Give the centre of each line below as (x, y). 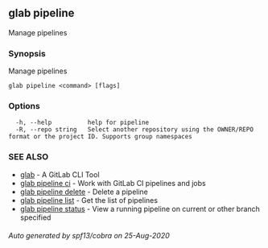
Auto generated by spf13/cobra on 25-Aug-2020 (89, 236)
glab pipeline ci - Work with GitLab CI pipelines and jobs (113, 183)
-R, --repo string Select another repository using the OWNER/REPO (134, 130)
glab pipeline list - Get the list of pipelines (89, 200)
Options (24, 106)
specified (35, 217)
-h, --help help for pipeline (82, 123)
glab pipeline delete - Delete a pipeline (84, 192)
